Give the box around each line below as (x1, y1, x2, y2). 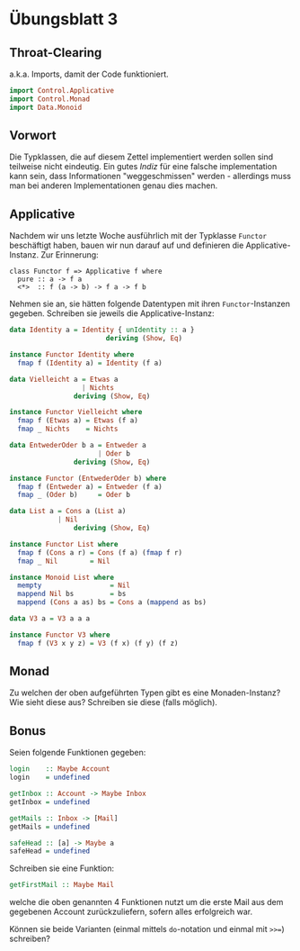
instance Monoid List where (9, 573, 115, 582)
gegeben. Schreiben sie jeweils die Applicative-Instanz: (9, 308, 215, 319)
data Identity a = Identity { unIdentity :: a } (9, 325, 195, 335)
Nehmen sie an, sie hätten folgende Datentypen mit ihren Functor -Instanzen (9, 298, 290, 310)
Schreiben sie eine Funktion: (9, 863, 115, 874)
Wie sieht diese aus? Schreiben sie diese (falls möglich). (9, 697, 218, 708)
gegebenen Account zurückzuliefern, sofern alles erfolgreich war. (9, 906, 253, 918)
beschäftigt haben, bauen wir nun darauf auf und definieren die (9, 240, 244, 251)
